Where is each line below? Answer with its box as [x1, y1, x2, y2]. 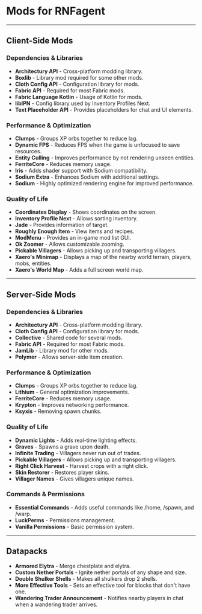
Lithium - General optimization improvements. [14, 388, 129, 396]
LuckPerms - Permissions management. [14, 516, 115, 523]
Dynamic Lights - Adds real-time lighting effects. [14, 437, 137, 444]
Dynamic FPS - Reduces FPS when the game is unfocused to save [14, 141, 180, 149]
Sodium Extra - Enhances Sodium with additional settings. [14, 173, 160, 181]
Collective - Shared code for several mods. [14, 334, 123, 341]
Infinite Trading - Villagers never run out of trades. [14, 449, 141, 456]
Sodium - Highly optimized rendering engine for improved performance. [14, 179, 194, 187]
